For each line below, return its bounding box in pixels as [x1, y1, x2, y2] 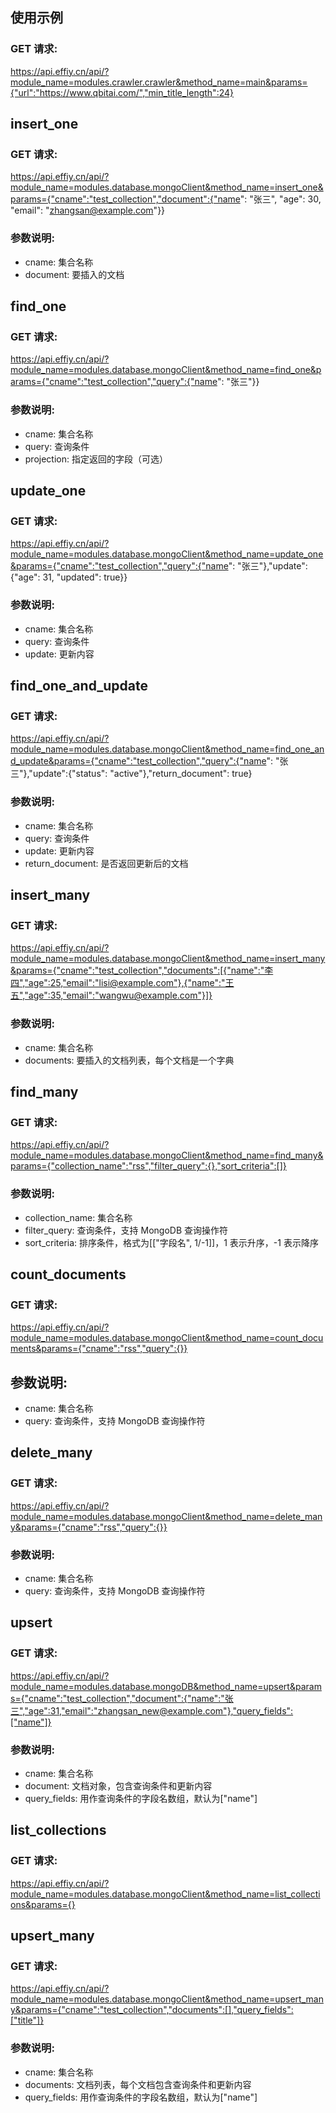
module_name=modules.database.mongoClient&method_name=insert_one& [10, 181, 324, 193]
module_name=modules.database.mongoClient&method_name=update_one [10, 548, 324, 560]
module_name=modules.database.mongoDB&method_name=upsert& [10, 1680, 296, 1692]
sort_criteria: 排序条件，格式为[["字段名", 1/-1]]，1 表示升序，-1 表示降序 [24, 1236, 319, 1248]
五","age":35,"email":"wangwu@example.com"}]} [10, 989, 213, 1002]
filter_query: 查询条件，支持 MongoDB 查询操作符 [24, 1224, 228, 1236]
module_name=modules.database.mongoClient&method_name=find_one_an [10, 743, 325, 755]
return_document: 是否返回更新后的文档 [24, 857, 189, 869]
